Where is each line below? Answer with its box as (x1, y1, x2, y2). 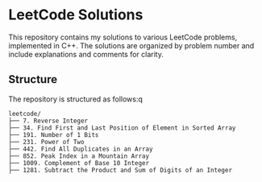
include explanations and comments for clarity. (8, 49, 164, 59)
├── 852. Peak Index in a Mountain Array (8, 151, 150, 160)
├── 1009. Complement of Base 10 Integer (8, 159, 150, 167)
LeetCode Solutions (8, 6, 143, 24)
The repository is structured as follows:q (8, 94, 143, 104)
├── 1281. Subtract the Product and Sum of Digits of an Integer (8, 166, 232, 174)
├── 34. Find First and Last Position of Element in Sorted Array (8, 123, 236, 132)
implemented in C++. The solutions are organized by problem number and (8, 40, 255, 50)
